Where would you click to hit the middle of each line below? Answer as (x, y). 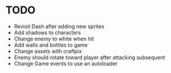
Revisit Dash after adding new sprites (59, 26)
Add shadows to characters (47, 32)
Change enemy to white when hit (54, 39)
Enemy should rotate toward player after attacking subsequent (90, 57)
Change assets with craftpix (48, 51)
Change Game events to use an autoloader (66, 63)
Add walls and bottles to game (51, 45)
